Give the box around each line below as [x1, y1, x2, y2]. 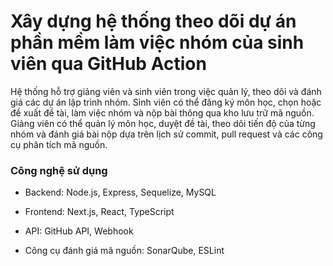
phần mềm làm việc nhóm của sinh [10, 31, 305, 54]
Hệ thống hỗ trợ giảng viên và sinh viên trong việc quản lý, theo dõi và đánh [10, 85, 322, 97]
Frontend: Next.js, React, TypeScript [24, 206, 175, 218]
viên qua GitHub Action [10, 53, 207, 75]
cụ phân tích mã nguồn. [10, 138, 108, 150]
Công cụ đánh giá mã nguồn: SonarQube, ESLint [24, 245, 225, 257]
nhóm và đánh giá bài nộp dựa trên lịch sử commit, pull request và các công [10, 128, 323, 140]
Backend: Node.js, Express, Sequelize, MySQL [24, 186, 217, 199]
